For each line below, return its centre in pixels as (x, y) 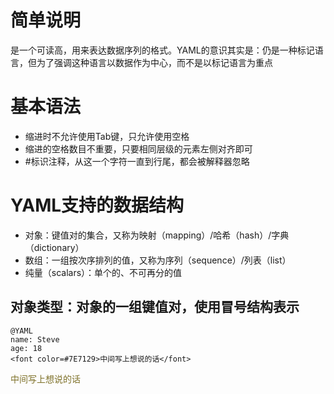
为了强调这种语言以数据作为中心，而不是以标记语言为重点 (154, 62)
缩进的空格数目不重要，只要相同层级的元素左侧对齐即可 (138, 148)
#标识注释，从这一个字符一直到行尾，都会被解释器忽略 (137, 161)
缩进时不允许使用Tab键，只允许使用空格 (107, 136)
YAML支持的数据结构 (97, 205)
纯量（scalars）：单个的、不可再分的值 (103, 272)
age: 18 (26, 348)
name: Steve (35, 339)
